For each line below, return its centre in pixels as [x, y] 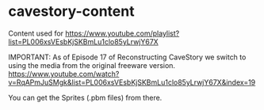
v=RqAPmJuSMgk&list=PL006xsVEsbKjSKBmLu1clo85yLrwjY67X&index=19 [132, 82]
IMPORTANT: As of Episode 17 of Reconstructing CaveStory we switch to [127, 57]
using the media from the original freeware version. [92, 65]
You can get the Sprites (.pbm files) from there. [85, 97]
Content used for [36, 33]
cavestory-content [71, 11]
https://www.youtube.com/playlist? [122, 33]
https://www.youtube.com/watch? [64, 74]
